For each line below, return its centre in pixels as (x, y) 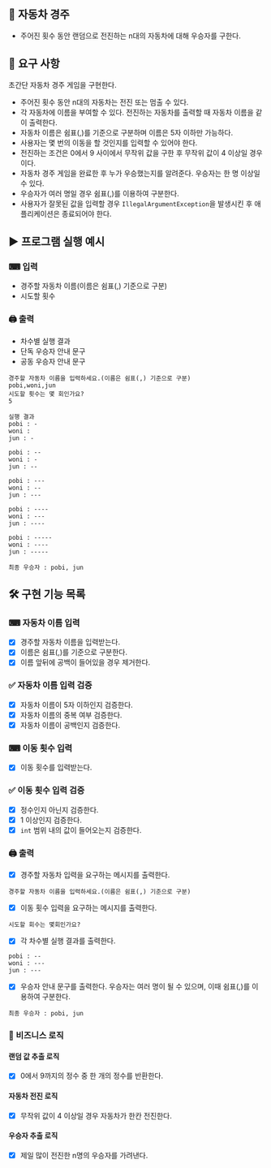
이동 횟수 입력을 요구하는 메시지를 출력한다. (88, 908)
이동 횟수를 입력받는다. (56, 767)
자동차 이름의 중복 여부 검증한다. (71, 715)
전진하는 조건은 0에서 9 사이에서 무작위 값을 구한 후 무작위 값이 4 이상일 (134, 153)
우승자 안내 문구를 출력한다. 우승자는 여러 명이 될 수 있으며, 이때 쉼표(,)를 (135, 987)
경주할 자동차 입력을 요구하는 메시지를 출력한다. (95, 875)
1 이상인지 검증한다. (51, 820)
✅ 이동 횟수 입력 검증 (47, 791)
